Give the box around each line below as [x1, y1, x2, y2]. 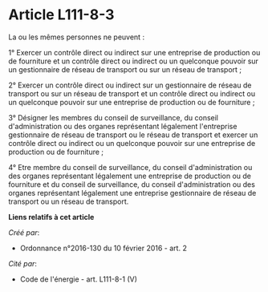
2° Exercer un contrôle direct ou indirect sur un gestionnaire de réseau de [8, 80, 252, 90]
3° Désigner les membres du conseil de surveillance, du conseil [8, 112, 219, 122]
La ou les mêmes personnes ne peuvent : [8, 32, 145, 42]
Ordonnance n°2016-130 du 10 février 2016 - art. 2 [19, 243, 187, 253]
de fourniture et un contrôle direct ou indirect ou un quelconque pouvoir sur [8, 56, 259, 66]
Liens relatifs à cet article [8, 212, 95, 221]
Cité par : [8, 258, 38, 268]
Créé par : [8, 227, 40, 237]
